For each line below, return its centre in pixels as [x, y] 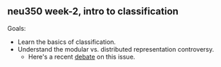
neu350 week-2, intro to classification [93, 12]
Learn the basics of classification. [67, 42]
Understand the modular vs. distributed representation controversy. [116, 49]
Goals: [17, 28]
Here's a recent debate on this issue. [82, 57]
